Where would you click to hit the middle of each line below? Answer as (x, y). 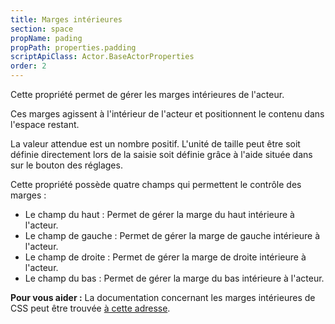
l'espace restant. (45, 124)
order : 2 (28, 66)
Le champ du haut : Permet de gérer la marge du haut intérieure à (159, 214)
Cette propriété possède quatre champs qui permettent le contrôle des (156, 184)
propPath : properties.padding (73, 47)
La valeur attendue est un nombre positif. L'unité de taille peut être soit (155, 144)
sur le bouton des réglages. (66, 165)
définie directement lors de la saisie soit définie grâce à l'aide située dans (161, 154)
